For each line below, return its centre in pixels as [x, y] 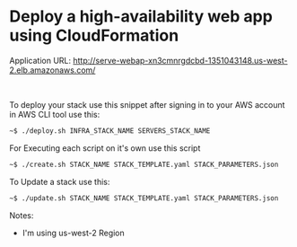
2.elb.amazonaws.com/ [52, 70]
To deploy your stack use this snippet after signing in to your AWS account [147, 104]
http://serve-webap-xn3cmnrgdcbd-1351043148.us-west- [180, 60]
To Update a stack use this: [60, 181]
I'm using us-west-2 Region [74, 233]
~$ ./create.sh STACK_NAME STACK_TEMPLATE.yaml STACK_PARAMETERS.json [144, 164]
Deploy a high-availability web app [141, 17]
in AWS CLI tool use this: [55, 114]
